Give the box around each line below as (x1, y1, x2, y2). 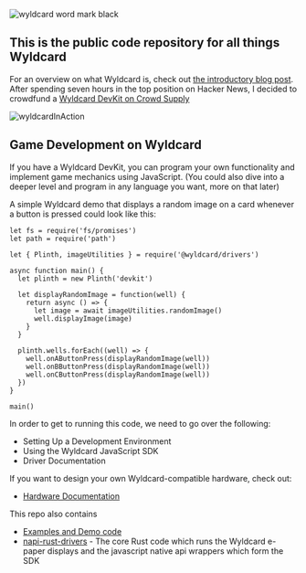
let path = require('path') (9, 234, 117, 243)
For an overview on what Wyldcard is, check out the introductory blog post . (9, 73, 294, 84)
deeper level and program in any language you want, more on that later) (9, 181, 280, 192)
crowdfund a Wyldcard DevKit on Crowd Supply (9, 92, 190, 104)
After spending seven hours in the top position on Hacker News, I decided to (9, 83, 298, 94)
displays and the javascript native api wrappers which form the (47, 545, 284, 557)
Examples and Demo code (22, 525, 122, 536)
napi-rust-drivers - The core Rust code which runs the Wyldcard (22, 536, 267, 546)
